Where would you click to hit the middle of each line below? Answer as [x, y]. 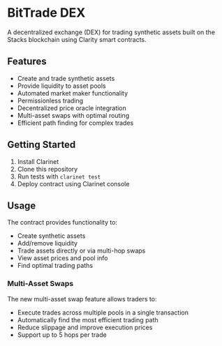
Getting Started [42, 145]
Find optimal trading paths [55, 266]
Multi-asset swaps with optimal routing [73, 115]
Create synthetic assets [51, 236]
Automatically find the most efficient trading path [88, 319]
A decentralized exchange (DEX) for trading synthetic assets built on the [111, 32]
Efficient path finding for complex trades [75, 123]
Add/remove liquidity [47, 243]
